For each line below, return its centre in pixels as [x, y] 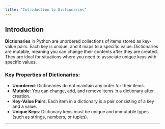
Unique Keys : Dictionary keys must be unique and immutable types [80, 111]
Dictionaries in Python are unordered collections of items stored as [73, 41]
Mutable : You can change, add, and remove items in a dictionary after [83, 91]
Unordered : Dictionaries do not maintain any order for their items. [79, 85]
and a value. [25, 106]
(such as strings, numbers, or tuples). [50, 117]
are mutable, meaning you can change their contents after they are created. [82, 52]
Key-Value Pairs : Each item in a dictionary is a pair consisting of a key [83, 101]
